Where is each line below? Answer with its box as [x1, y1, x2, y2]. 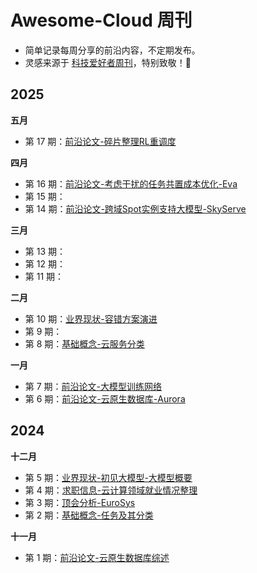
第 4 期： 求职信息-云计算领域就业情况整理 [24, 484, 198, 496]
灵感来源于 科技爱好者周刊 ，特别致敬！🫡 [24, 56, 192, 68]
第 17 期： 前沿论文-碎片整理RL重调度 [24, 135, 177, 147]
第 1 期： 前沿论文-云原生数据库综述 [24, 551, 170, 563]
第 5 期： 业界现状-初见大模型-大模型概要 [24, 471, 193, 483]
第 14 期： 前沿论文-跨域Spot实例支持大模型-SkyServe [24, 202, 247, 215]
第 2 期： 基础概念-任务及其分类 [24, 509, 154, 521]
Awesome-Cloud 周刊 [10, 9, 193, 32]
